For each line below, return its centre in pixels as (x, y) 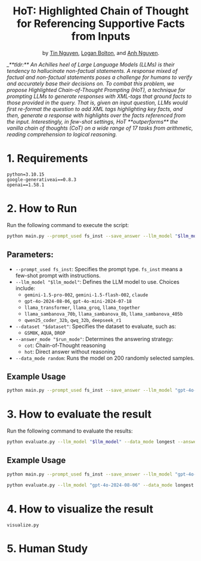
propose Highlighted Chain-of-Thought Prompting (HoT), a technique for (96, 90)
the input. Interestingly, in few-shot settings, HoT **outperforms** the (92, 121)
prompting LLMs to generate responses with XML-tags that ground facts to (99, 96)
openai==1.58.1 (26, 185)
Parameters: (30, 255)
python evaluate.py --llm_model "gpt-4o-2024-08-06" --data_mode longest (101, 485)
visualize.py (23, 525)
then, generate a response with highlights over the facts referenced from (96, 115)
